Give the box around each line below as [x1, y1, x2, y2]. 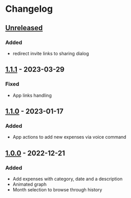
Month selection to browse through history [12, 186, 102, 192]
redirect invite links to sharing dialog [12, 50, 89, 56]
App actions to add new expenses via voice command [12, 134, 126, 140]
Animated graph [12, 181, 47, 187]
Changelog [5, 3, 53, 15]
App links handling [12, 92, 52, 98]
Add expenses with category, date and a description [12, 175, 123, 182]
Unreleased [5, 24, 43, 32]
